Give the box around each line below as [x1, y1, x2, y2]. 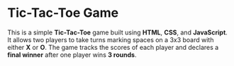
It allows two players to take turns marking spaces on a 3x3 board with [7, 35, 214, 44]
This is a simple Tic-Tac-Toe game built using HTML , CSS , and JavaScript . [7, 28, 228, 37]
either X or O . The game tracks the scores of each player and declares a [7, 43, 219, 51]
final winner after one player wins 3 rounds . [7, 51, 137, 59]
